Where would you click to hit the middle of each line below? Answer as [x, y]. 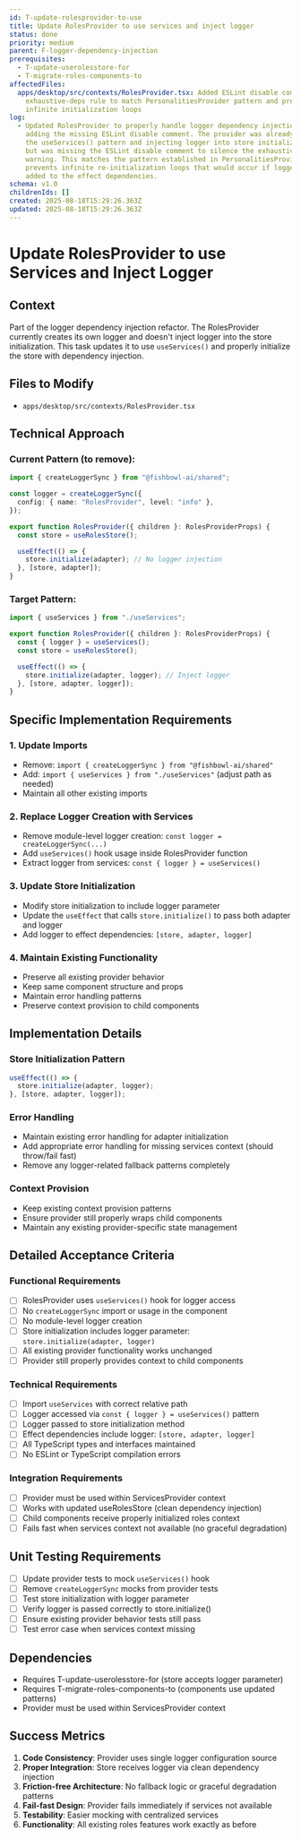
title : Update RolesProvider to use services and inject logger [132, 26]
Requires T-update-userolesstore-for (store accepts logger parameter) [153, 1679]
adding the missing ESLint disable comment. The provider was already [160, 134]
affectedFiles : [38, 84]
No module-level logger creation [82, 1321]
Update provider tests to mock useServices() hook [116, 1578]
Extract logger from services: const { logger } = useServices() [142, 863]
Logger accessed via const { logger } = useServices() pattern [141, 1414]
